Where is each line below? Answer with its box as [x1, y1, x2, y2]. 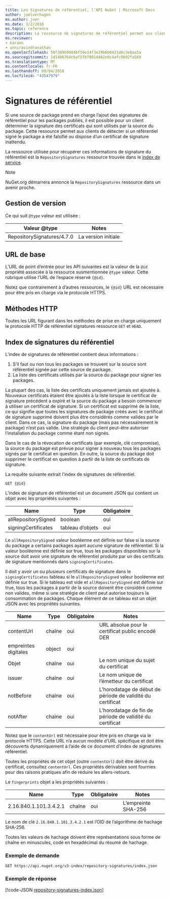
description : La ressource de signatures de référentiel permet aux [5, 31, 153, 36]
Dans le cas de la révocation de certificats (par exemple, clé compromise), [5, 440, 160, 446]
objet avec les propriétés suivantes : [5, 495, 81, 501]
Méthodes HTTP [5, 304, 58, 313]
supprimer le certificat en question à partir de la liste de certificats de [5, 456, 150, 462]
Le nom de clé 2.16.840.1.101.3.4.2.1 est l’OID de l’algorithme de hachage [5, 819, 163, 825]
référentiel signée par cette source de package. [12, 367, 112, 373]
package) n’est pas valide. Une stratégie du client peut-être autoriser [5, 425, 149, 431]
